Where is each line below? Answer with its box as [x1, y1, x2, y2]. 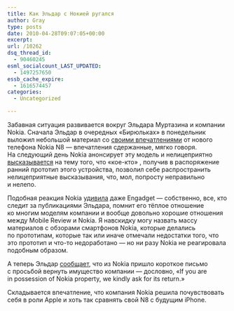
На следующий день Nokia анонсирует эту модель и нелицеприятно [7, 150, 213, 159]
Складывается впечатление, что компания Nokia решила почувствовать [7, 289, 225, 296]
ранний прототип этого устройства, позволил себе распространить [7, 166, 212, 173]
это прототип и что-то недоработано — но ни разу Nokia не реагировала [7, 239, 226, 246]
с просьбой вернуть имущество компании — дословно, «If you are [7, 267, 207, 275]
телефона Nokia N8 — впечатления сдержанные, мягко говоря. [7, 143, 198, 151]
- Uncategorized [13, 95, 61, 102]
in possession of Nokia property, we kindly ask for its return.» [7, 274, 185, 283]
